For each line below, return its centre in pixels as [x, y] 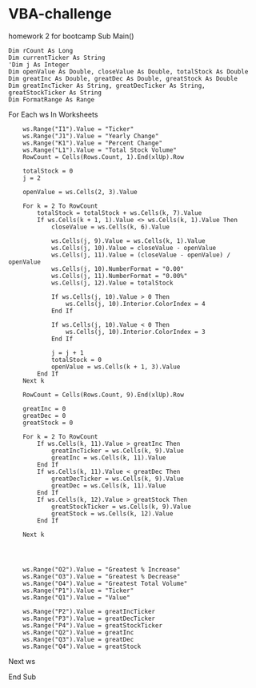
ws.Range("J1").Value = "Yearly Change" [91, 136]
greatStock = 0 [48, 423]
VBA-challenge [60, 14]
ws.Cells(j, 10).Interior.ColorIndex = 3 [135, 332]
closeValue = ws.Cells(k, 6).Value [110, 227]
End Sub [22, 677]
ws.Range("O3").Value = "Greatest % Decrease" [102, 576]
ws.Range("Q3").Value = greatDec [78, 639]
